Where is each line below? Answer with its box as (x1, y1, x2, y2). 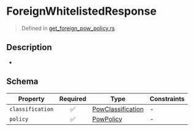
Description (6, 42, 52, 53)
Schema (6, 77, 39, 87)
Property (18, 94, 45, 103)
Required (59, 94, 87, 103)
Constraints (149, 94, 185, 103)
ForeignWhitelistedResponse (6, 4, 157, 18)
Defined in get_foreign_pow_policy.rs (21, 24, 115, 32)
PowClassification (92, 105, 144, 113)
